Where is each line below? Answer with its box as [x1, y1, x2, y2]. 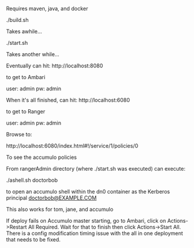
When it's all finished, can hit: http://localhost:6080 [6, 97, 131, 103]
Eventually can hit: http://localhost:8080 [6, 62, 103, 69]
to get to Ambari [6, 74, 46, 80]
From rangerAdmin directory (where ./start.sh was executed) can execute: [6, 165, 186, 172]
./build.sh [6, 17, 29, 23]
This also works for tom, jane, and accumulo [6, 206, 113, 213]
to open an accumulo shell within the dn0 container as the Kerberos [6, 188, 170, 195]
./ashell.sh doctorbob [6, 177, 58, 184]
